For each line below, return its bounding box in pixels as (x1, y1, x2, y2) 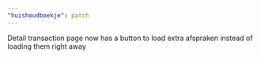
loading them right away (7, 41, 86, 51)
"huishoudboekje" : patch (7, 11, 89, 20)
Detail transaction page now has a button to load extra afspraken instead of (7, 33, 253, 42)
